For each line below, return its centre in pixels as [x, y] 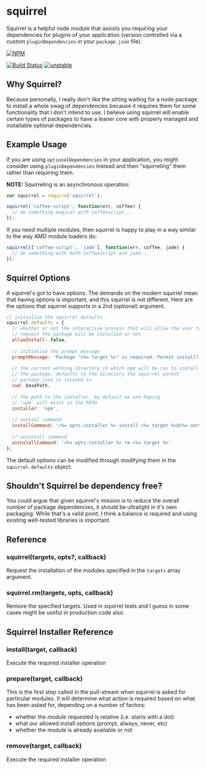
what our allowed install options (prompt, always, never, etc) [91, 724]
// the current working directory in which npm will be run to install [105, 369]
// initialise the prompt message [56, 351]
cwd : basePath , [31, 385]
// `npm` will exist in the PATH [55, 403]
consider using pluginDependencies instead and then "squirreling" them [96, 166]
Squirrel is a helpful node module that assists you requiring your [87, 28]
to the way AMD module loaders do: [52, 236]
